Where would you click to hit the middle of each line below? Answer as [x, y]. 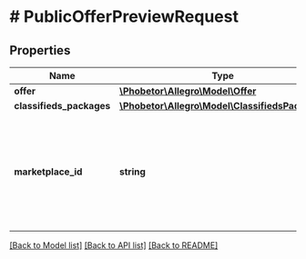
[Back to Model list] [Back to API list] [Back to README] [114, 245]
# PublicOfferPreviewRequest [124, 17]
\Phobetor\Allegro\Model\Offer [188, 91]
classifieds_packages [62, 106]
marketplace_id [48, 172]
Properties [40, 50]
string [132, 172]
